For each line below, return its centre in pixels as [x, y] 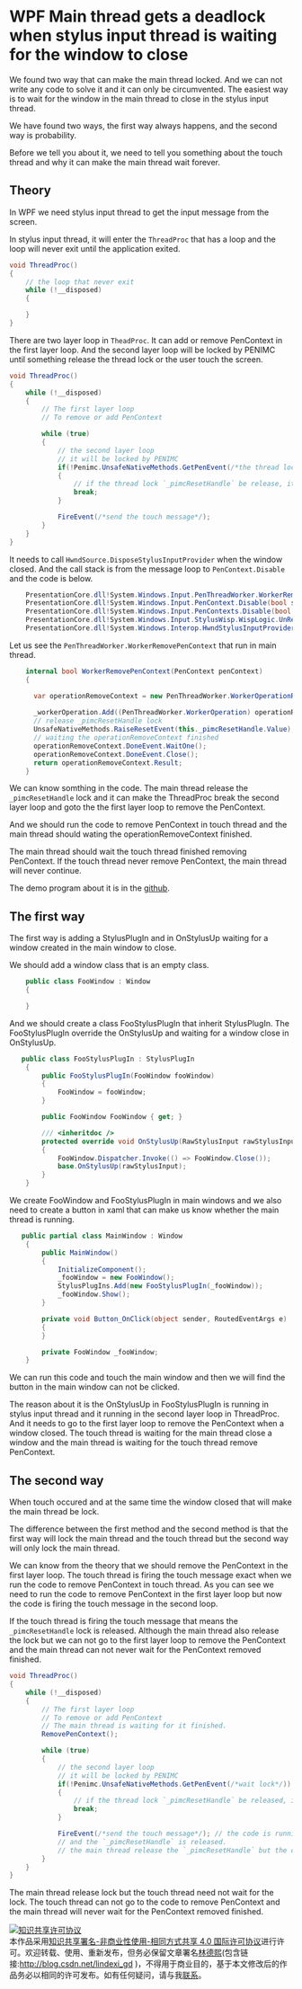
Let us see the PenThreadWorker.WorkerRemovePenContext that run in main [143, 645]
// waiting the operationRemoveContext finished [126, 738]
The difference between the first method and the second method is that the [149, 1529]
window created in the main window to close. [93, 948]
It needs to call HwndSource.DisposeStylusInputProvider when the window [146, 559]
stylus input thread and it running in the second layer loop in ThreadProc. [145, 1414]
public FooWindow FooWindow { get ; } [112, 1117]
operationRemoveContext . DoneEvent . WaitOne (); [120, 746]
